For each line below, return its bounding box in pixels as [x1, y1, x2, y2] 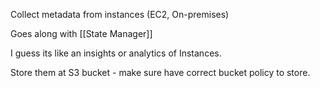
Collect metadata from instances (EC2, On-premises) [10, 9, 230, 20]
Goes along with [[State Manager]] [10, 28, 153, 39]
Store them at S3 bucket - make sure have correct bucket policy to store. [10, 67, 311, 78]
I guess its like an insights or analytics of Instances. [10, 47, 222, 59]
